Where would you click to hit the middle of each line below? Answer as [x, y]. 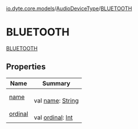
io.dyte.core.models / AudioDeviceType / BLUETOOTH [69, 9]
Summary [56, 83]
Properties [26, 67]
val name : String [56, 100]
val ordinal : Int [53, 117]
